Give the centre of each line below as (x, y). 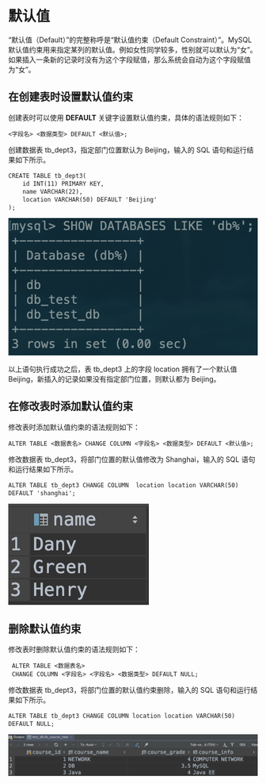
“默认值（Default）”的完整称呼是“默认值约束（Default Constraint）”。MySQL (130, 40)
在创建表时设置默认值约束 (70, 97)
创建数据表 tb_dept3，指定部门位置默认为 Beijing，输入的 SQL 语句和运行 (127, 150)
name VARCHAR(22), (53, 191)
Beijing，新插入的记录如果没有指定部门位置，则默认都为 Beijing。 (114, 379)
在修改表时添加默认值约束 (70, 407)
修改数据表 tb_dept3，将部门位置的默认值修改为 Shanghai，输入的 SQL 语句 (132, 459)
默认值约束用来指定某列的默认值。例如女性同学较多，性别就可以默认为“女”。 (133, 49)
